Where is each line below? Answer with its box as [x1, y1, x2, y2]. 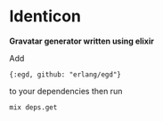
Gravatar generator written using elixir [9, 36, 154, 46]
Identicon [9, 6, 82, 27]
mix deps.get [9, 102, 58, 112]
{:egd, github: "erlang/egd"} [9, 69, 122, 79]
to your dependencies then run [9, 85, 123, 96]
